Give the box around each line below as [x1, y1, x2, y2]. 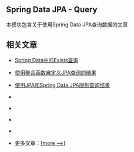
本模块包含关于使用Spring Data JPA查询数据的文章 [6, 21, 128, 28]
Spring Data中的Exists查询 [14, 56, 79, 63]
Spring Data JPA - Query [6, 5, 98, 15]
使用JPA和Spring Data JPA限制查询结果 [14, 82, 110, 89]
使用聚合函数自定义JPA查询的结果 [14, 69, 97, 76]
